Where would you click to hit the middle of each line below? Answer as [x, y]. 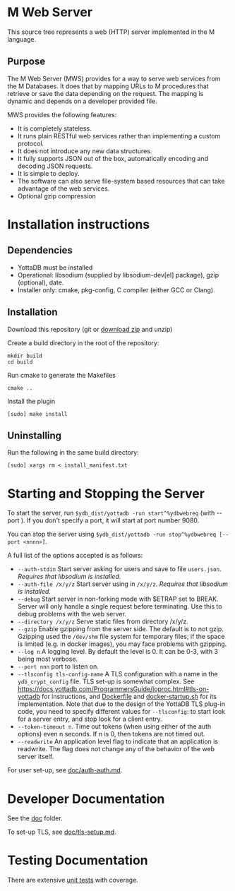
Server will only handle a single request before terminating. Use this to [120, 606]
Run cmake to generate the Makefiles [62, 375]
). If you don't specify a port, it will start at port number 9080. [110, 520]
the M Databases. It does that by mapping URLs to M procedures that [108, 86]
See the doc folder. [35, 818]
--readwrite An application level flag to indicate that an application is [118, 741]
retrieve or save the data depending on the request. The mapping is [106, 93]
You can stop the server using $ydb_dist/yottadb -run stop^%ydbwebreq [112, 534]
